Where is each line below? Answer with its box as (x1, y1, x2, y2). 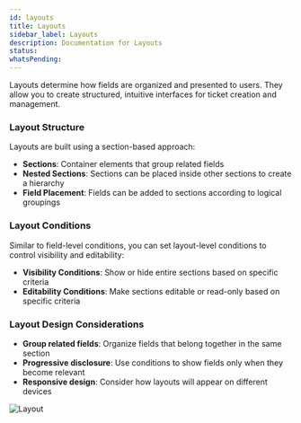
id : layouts (9, 13, 54, 22)
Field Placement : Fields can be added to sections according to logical (22, 188, 282, 198)
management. (9, 99, 61, 109)
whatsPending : (9, 55, 63, 64)
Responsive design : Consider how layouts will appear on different (22, 376, 268, 387)
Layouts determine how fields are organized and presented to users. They (9, 80, 283, 90)
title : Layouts (9, 22, 66, 31)
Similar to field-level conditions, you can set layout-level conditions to (9, 240, 267, 251)
